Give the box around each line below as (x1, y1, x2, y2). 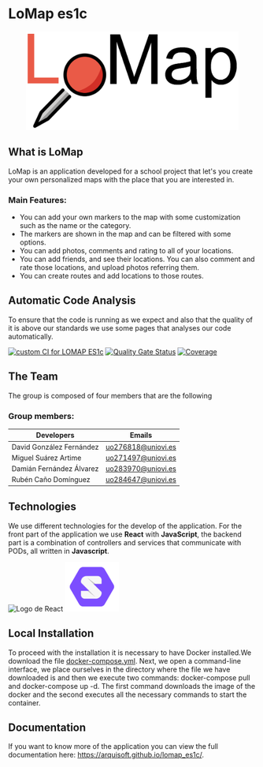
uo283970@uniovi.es (105, 464, 177, 473)
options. (19, 238, 46, 247)
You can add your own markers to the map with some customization (19, 212, 241, 222)
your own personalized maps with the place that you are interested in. (8, 174, 235, 184)
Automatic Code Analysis (8, 294, 136, 308)
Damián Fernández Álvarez (11, 464, 99, 473)
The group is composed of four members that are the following (8, 391, 213, 400)
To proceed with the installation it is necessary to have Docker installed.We (8, 648, 252, 657)
